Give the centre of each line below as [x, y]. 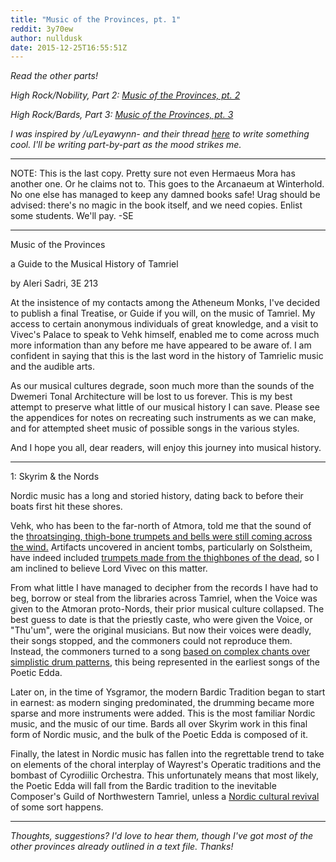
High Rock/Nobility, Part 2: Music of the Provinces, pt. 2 [125, 95]
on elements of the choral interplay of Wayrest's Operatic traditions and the [166, 765]
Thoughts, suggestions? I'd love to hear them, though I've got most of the [162, 836]
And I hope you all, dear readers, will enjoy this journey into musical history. [166, 448]
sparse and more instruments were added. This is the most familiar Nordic [163, 713]
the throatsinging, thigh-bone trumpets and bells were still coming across [161, 537]
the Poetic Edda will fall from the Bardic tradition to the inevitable [143, 786]
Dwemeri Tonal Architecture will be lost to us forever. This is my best [151, 397]
